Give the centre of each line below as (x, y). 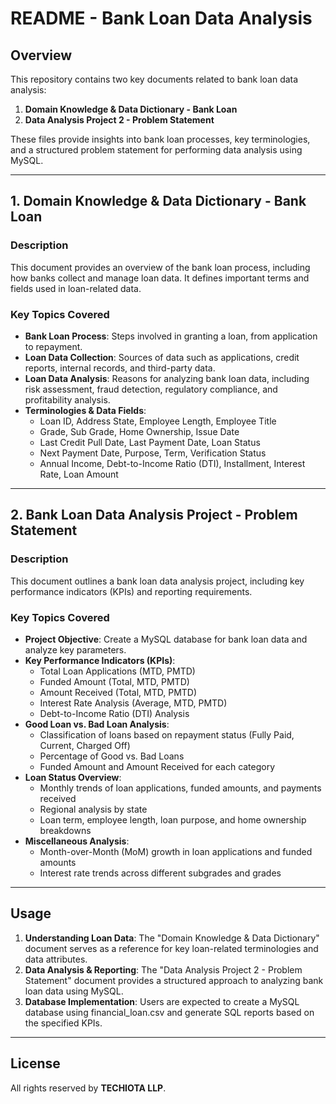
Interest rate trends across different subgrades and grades (160, 873)
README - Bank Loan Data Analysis (161, 18)
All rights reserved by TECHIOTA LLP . (88, 1088)
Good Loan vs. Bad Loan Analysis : (97, 724)
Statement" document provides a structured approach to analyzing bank (174, 980)
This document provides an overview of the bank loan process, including (160, 267)
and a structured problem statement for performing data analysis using (156, 150)
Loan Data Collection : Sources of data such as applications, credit (162, 357)
